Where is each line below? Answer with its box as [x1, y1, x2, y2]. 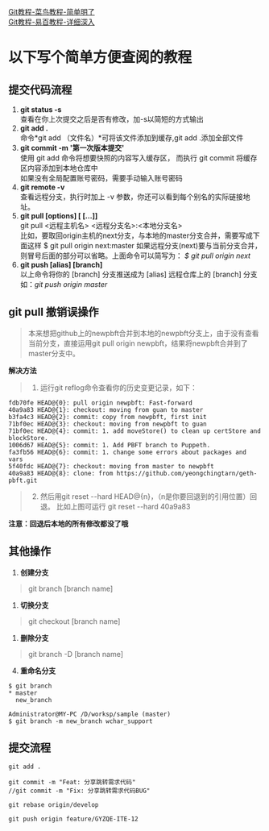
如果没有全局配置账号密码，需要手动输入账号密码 [19, 173, 183, 183]
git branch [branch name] [27, 584, 114, 593]
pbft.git [8, 476, 38, 484]
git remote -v [19, 182, 65, 192]
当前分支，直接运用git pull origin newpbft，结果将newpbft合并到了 [27, 338, 248, 348]
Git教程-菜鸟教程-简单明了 [8, 7, 95, 16]
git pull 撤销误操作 [8, 305, 99, 319]
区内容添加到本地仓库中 [19, 164, 98, 172]
